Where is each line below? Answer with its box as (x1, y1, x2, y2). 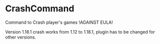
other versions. (5, 34, 36, 40)
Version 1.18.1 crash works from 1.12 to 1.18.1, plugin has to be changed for (5, 29, 156, 35)
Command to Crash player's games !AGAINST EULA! (5, 19, 113, 25)
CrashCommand (5, 3, 75, 14)
